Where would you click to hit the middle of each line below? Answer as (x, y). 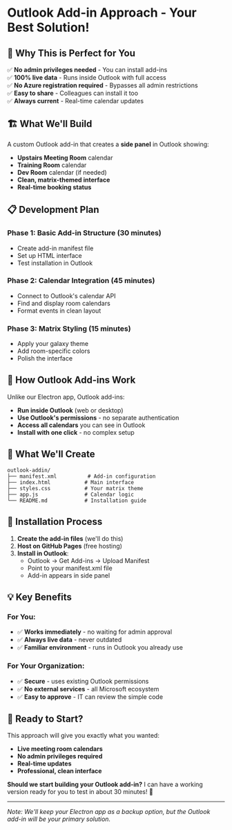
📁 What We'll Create (51, 455)
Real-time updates (44, 763)
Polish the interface (45, 358)
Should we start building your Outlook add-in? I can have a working (105, 784)
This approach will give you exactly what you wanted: (84, 736)
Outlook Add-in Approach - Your (102, 13)
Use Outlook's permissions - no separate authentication (98, 417)
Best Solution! (48, 27)
